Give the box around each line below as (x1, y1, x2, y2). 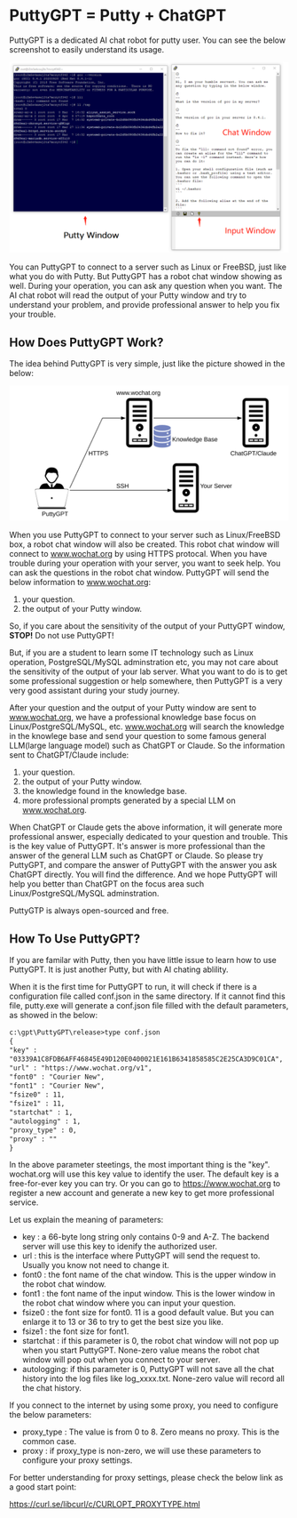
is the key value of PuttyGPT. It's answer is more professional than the (9, 841, 266, 852)
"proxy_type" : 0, (9, 1126, 77, 1135)
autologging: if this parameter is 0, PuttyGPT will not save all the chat (21, 1364, 275, 1375)
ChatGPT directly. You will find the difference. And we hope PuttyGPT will (9, 869, 277, 880)
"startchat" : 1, (9, 1108, 74, 1117)
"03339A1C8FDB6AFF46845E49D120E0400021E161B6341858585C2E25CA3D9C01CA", (9, 1055, 284, 1064)
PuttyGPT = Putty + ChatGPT (9, 5, 227, 26)
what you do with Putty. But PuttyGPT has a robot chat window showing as (9, 271, 283, 282)
